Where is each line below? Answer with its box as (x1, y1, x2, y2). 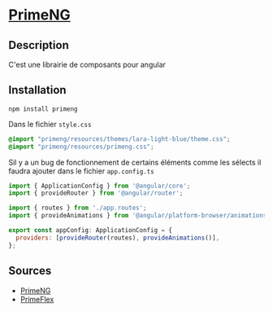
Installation (8, 83, 67, 97)
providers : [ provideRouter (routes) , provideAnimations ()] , (15, 234, 220, 242)
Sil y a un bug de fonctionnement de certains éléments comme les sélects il (8, 157, 262, 167)
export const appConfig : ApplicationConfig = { (8, 226, 173, 235)
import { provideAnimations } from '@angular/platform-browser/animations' (8, 212, 271, 220)
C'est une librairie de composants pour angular (8, 59, 167, 69)
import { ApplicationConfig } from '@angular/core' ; (8, 182, 191, 190)
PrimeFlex (19, 294, 54, 304)
